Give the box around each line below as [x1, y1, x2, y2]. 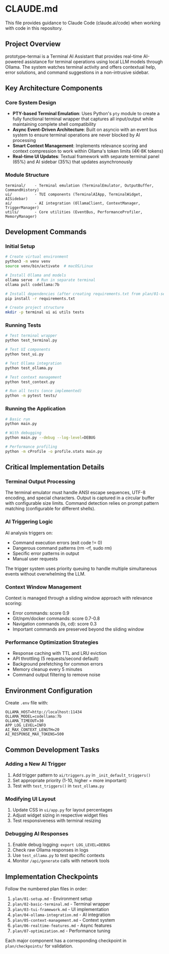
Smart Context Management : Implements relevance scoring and [12, 142, 147, 149]
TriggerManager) [5, 205, 39, 210]
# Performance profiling [5, 444, 57, 450]
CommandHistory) [5, 187, 39, 193]
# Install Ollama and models [5, 273, 66, 278]
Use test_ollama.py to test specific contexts [12, 852, 105, 858]
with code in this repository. [5, 25, 63, 31]
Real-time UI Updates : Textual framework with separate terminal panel [12, 154, 159, 160]
